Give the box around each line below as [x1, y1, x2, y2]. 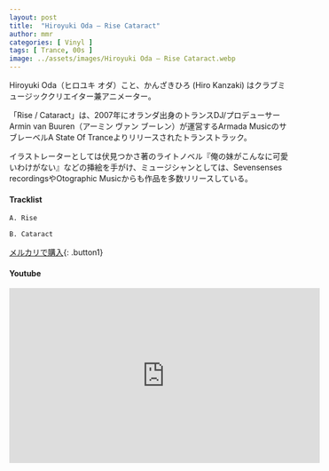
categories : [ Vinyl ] [9, 37, 93, 47]
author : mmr [9, 29, 53, 38]
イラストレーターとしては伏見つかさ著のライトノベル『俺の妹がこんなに [9, 151, 273, 161]
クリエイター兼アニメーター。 [47, 91, 157, 101]
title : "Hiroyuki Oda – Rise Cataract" [9, 21, 161, 30]
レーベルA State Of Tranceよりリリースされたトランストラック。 [16, 132, 252, 142]
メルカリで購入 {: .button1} [9, 246, 104, 258]
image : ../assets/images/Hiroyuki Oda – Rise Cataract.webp [9, 54, 237, 63]
